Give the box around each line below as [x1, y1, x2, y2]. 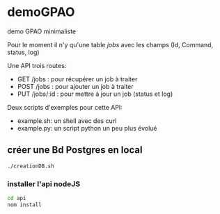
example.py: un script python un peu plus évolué [17, 124, 158, 132]
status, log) [7, 48, 40, 56]
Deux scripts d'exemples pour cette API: [7, 103, 123, 111]
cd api [7, 195, 26, 201]
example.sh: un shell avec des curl [17, 116, 117, 125]
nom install [7, 201, 42, 208]
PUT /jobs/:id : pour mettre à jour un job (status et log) [17, 90, 173, 98]
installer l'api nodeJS [7, 179, 81, 188]
